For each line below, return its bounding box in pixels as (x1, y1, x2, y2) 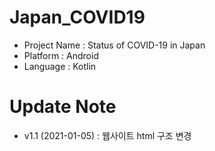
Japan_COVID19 (9, 6, 146, 29)
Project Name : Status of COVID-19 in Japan (23, 39, 206, 51)
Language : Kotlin (23, 60, 97, 72)
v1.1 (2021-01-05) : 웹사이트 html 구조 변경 (23, 129, 192, 141)
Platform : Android (23, 49, 99, 61)
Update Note (9, 96, 117, 118)
